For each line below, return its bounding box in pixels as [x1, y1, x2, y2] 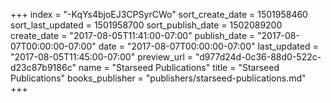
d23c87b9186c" [10, 62, 77, 73]
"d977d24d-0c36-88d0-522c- [194, 51, 322, 63]
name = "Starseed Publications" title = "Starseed [78, 62, 280, 73]
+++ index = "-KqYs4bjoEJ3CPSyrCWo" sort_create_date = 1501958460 [10, 9, 308, 20]
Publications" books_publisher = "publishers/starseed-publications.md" [10, 72, 307, 84]
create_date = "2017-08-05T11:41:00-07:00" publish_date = [10, 30, 256, 41]
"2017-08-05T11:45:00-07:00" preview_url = [10, 51, 193, 63]
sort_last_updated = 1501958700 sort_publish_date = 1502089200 [10, 19, 283, 31]
